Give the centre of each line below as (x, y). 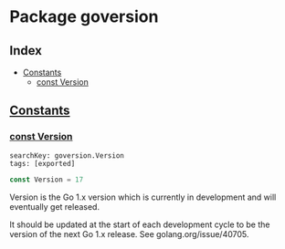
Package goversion (84, 17)
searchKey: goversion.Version (67, 156)
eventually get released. (55, 206)
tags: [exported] (42, 163)
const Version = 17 (47, 180)
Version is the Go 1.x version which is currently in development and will (143, 197)
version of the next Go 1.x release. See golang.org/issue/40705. (129, 233)
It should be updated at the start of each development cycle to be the (140, 224)
